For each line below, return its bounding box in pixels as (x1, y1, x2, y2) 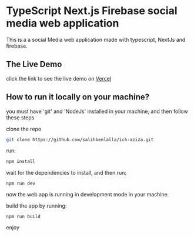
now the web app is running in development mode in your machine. (6, 191, 169, 198)
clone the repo (6, 125, 42, 132)
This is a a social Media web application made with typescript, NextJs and (6, 36, 186, 43)
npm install (6, 159, 35, 165)
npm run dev (6, 181, 35, 186)
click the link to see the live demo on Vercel (6, 75, 112, 82)
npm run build (6, 213, 41, 220)
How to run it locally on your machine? (6, 92, 150, 102)
